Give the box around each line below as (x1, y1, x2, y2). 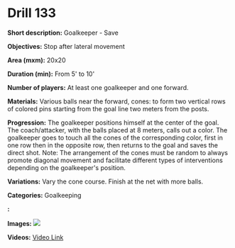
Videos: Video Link (7, 232, 64, 242)
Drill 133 (7, 5, 57, 21)
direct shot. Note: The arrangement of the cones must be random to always (7, 148, 229, 157)
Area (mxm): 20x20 (7, 55, 66, 64)
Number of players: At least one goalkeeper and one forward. (7, 83, 190, 91)
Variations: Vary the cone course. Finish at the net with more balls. (7, 177, 204, 186)
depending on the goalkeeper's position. (7, 163, 126, 171)
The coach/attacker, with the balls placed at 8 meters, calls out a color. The (7, 125, 228, 134)
